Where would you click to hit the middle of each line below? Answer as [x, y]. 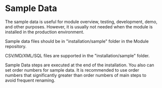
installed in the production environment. [45, 32]
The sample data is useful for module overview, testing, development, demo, [81, 22]
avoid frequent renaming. [30, 80]
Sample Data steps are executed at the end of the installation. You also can [80, 65]
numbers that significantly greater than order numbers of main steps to [76, 75]
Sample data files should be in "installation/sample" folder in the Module [77, 41]
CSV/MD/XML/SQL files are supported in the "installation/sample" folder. [77, 55]
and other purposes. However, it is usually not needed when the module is [79, 26]
